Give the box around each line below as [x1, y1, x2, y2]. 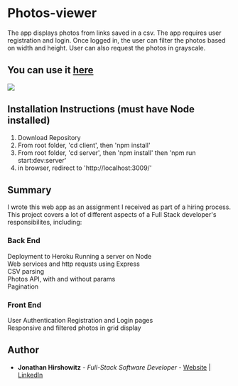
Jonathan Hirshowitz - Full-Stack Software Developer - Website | [17, 363, 211, 371]
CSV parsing [7, 267, 45, 275]
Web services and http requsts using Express [7, 259, 140, 268]
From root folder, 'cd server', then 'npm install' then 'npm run [17, 148, 197, 157]
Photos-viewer [7, 5, 97, 21]
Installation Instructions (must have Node [7, 103, 195, 115]
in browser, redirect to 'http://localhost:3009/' [17, 163, 152, 172]
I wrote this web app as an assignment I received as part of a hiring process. [7, 203, 231, 211]
